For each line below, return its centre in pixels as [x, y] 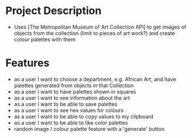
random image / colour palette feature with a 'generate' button [89, 129]
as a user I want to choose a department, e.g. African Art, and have [95, 79]
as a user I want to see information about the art [72, 98]
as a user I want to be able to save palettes [66, 104]
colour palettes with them [45, 39]
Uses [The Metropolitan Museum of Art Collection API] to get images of [100, 27]
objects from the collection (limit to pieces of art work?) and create [95, 33]
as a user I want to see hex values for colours [69, 110]
